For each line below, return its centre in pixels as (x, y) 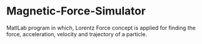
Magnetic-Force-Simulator (76, 11)
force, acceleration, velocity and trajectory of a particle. (77, 34)
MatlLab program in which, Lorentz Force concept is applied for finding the (101, 28)
